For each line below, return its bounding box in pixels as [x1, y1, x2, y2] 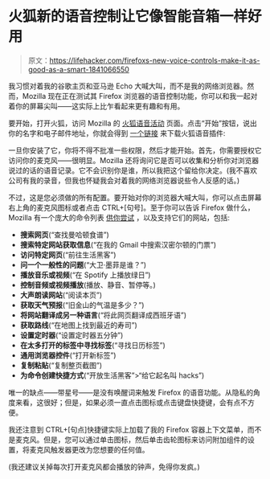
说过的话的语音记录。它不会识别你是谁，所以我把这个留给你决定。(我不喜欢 [8, 166, 258, 175]
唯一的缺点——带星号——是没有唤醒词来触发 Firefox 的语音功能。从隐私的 [8, 387, 254, 397]
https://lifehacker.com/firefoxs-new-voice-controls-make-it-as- [49, 55, 260, 65]
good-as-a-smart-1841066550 [27, 64, 130, 74]
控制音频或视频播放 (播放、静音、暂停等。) [19, 280, 157, 289]
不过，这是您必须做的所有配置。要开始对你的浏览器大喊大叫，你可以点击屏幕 [8, 192, 262, 202]
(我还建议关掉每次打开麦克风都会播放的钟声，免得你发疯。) [8, 461, 201, 471]
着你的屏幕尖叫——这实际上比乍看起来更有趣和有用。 [8, 101, 185, 111]
